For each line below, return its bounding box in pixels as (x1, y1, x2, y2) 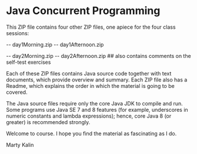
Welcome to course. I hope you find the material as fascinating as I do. (6, 130, 177, 137)
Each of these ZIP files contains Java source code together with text (6, 70, 172, 77)
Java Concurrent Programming (6, 4, 161, 18)
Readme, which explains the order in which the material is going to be (6, 82, 175, 89)
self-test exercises (6, 59, 51, 66)
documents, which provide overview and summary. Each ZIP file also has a (6, 76, 188, 83)
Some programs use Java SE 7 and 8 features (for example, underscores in (6, 106, 188, 113)
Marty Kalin (6, 141, 34, 148)
